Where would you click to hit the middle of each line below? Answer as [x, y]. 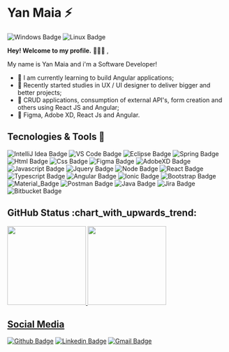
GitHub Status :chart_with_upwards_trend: [102, 213]
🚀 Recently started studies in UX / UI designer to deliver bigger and [114, 85]
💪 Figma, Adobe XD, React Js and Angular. [79, 115]
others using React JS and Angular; [68, 107]
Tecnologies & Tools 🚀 [56, 137]
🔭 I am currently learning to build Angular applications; [96, 78]
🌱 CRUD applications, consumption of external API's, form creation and [120, 100]
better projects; [39, 92]
